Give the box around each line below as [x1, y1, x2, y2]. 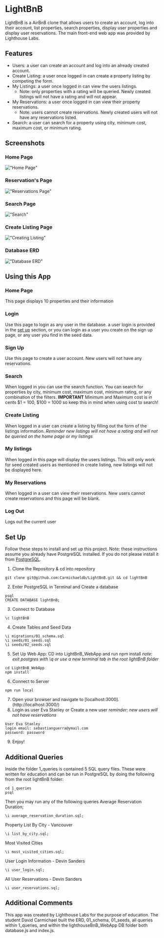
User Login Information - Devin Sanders [5, 858, 85, 864]
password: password [5, 730, 45, 735]
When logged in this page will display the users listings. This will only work [5, 456, 155, 462]
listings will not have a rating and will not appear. [19, 94, 117, 99]
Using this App [5, 273, 51, 281]
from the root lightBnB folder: [5, 776, 64, 782]
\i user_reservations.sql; [5, 886, 60, 891]
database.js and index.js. [5, 927, 55, 933]
